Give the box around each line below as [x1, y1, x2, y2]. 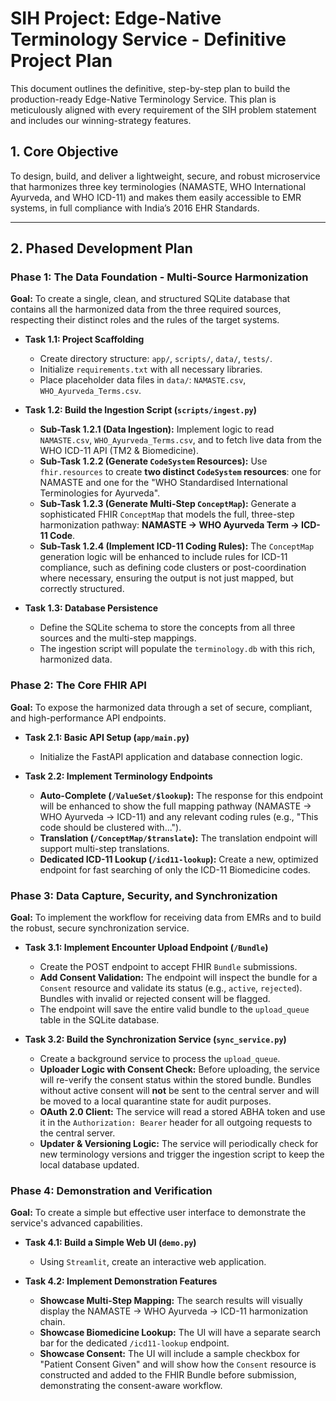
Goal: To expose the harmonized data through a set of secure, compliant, [10, 701, 313, 713]
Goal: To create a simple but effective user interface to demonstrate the [10, 1207, 307, 1219]
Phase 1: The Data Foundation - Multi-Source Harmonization [10, 270, 309, 284]
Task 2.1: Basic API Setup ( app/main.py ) [24, 731, 190, 743]
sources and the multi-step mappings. [39, 632, 197, 644]
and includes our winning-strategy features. [10, 114, 192, 126]
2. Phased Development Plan [10, 240, 193, 257]
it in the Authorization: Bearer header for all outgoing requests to [39, 1117, 313, 1129]
